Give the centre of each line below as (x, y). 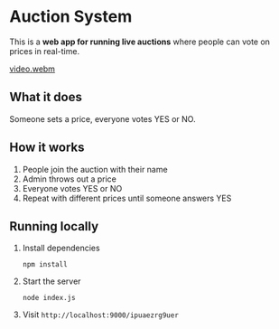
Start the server (51, 281)
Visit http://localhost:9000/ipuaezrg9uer (100, 315)
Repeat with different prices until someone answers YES (127, 198)
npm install (45, 265)
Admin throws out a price (70, 179)
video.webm (33, 69)
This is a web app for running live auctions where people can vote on (140, 42)
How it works (47, 148)
